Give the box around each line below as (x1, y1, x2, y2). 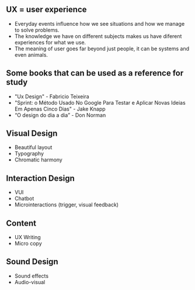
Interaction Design (6, 173, 75, 183)
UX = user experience (6, 5, 87, 15)
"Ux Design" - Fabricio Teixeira (14, 93, 89, 100)
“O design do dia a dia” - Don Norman (14, 111, 106, 119)
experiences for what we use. (14, 39, 86, 46)
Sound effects (14, 272, 48, 279)
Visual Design (6, 129, 58, 139)
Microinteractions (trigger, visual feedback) (14, 201, 119, 208)
